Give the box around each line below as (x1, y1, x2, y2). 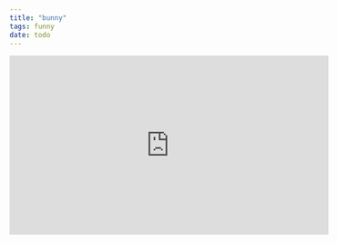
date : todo (9, 30, 51, 39)
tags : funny (9, 22, 55, 31)
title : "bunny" (9, 13, 67, 23)
